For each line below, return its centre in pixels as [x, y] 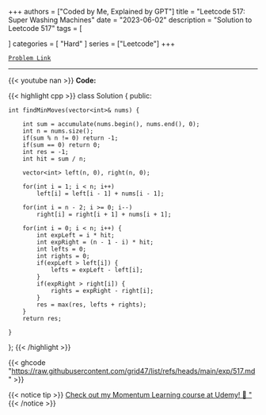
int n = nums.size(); [58, 131]
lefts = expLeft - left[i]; [97, 270]
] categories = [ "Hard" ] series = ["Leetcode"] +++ [92, 44]
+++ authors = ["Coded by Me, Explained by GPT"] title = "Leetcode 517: [127, 12]
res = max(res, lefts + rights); [92, 305]
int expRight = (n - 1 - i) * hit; [95, 242]
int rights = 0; [63, 256]
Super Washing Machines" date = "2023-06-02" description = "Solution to [130, 20]
